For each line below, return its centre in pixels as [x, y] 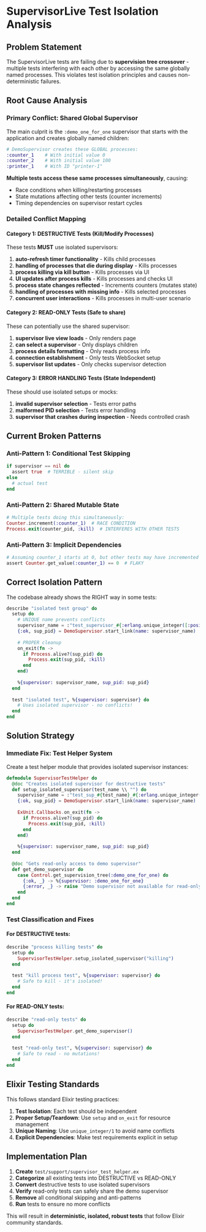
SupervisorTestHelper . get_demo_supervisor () [75, 1031]
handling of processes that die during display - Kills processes [96, 266]
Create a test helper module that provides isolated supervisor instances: [97, 766]
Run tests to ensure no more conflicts [63, 1204]
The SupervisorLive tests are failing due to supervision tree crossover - [98, 62]
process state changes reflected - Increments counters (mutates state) [106, 285]
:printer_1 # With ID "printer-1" [55, 166]
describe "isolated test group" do [52, 608]
